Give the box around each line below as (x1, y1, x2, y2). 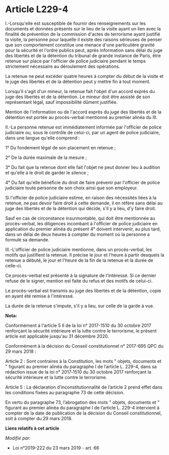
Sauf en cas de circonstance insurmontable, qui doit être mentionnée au (5, 215, 155, 221)
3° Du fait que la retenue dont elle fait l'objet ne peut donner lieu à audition (5, 164, 160, 170)
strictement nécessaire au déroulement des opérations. (5, 63, 121, 69)
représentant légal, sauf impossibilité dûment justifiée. (5, 99, 118, 105)
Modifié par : (5, 435, 31, 441)
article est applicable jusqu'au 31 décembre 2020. (5, 333, 109, 339)
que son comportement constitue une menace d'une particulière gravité (5, 42, 155, 48)
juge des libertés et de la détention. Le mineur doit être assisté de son (5, 94, 150, 100)
